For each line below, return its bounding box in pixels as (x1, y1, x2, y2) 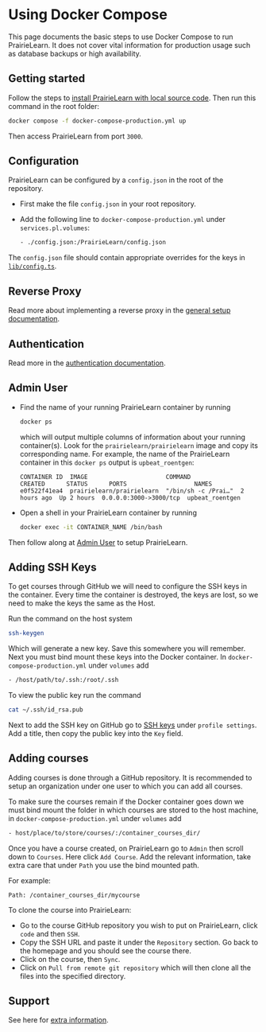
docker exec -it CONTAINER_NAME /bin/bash (19, 523, 163, 531)
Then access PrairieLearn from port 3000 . (8, 131, 144, 141)
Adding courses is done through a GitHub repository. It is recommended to (8, 773, 253, 782)
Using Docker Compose (8, 6, 168, 24)
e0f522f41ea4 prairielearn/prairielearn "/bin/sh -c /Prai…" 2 (19, 487, 245, 495)
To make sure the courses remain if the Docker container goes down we (8, 796, 245, 806)
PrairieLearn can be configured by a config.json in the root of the (8, 175, 224, 185)
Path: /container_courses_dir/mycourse (8, 891, 141, 899)
